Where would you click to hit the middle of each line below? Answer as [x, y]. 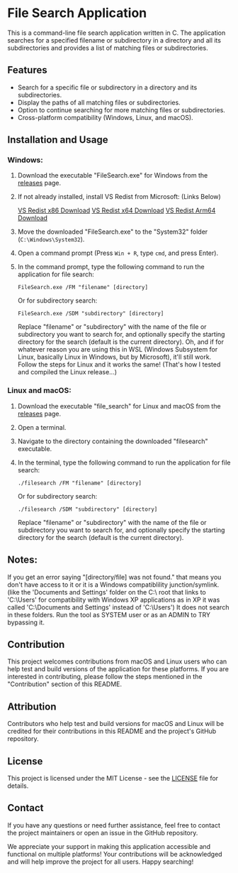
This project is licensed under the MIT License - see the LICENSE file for [113, 778]
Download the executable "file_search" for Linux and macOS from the [119, 406]
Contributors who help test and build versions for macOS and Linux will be [116, 724]
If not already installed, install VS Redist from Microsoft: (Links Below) [119, 197]
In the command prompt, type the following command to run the [111, 267]
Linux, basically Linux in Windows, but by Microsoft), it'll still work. [114, 357]
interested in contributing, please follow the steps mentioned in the [105, 677]
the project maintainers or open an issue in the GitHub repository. [103, 833]
